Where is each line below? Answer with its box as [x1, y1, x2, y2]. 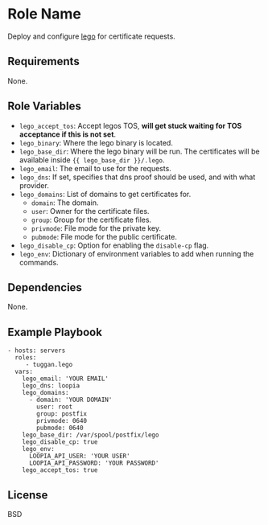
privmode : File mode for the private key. [31, 223, 162, 233]
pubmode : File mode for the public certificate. [31, 232, 178, 241]
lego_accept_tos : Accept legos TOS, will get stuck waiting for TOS [19, 121, 242, 130]
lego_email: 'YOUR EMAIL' [22, 375, 109, 383]
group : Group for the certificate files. [31, 215, 152, 224]
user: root [36, 403, 73, 411]
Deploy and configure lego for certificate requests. [7, 31, 176, 41]
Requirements [7, 55, 80, 68]
